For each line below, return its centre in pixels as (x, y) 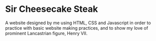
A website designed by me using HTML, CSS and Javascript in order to (78, 23)
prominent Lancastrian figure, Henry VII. (46, 33)
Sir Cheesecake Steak (52, 9)
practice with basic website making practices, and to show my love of (77, 28)
